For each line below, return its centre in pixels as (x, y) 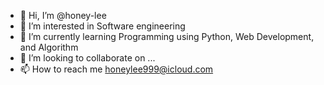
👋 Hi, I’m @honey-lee (63, 15)
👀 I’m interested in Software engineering (102, 26)
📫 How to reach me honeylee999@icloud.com (116, 69)
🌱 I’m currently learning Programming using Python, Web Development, (167, 36)
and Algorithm (49, 47)
